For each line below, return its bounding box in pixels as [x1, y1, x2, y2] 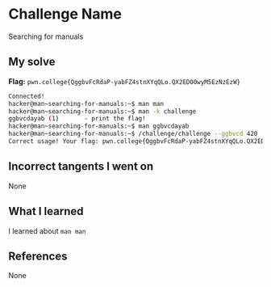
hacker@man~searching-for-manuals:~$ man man [8, 99, 164, 108]
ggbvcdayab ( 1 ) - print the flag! [8, 115, 147, 123]
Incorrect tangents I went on [8, 159, 154, 174]
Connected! [8, 92, 45, 100]
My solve [8, 55, 56, 69]
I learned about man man [8, 226, 86, 235]
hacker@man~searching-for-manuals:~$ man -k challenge [8, 107, 197, 116]
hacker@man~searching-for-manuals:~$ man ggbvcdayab [8, 122, 190, 130]
